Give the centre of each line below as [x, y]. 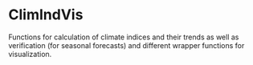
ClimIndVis [46, 15]
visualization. [30, 54]
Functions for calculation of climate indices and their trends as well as [124, 37]
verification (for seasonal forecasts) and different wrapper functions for [126, 45]
